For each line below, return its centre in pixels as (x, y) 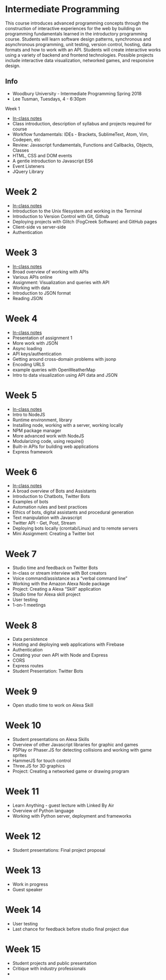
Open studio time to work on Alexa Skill (53, 705)
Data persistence (30, 639)
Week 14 (23, 910)
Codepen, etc (26, 139)
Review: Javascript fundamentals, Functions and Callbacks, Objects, (83, 145)
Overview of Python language (43, 811)
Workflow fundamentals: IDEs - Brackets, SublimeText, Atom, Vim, (80, 134)
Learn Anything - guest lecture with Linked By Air (63, 806)
